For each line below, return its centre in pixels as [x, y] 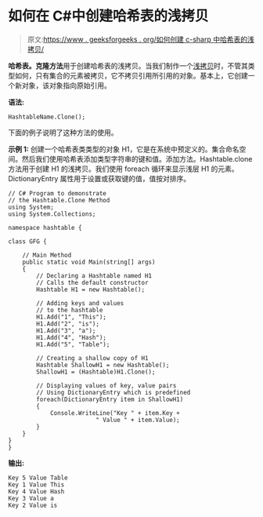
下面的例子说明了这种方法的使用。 [63, 132]
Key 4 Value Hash [36, 491]
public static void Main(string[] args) [89, 262]
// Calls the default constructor [92, 282]
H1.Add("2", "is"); [68, 324]
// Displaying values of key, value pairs [106, 385]
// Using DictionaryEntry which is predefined [113, 392]
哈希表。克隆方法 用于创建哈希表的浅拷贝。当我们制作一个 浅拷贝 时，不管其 [128, 66]
